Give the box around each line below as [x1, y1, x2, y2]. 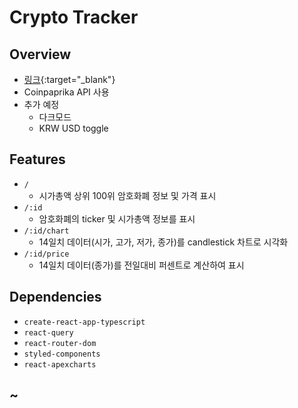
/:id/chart [23, 226, 70, 236]
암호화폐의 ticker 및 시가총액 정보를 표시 [38, 212, 196, 225]
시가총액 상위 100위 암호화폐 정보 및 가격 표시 [38, 189, 217, 201]
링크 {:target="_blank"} [23, 74, 116, 85]
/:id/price [23, 249, 70, 259]
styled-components [23, 349, 101, 359]
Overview [9, 46, 72, 63]
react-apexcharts [23, 359, 97, 370]
